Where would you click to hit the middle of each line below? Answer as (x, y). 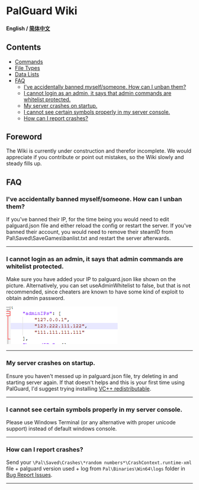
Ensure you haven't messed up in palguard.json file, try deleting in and (92, 376)
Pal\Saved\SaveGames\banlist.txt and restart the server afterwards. (89, 238)
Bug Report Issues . (29, 475)
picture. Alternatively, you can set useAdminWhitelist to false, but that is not (98, 286)
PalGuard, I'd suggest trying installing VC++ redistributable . (79, 388)
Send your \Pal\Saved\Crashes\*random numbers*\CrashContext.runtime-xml (99, 462)
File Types (27, 68)
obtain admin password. (36, 298)
